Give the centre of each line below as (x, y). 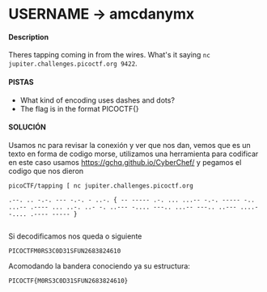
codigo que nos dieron (46, 171)
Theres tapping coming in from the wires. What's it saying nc (109, 55)
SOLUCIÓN (27, 127)
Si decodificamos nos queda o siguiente (75, 236)
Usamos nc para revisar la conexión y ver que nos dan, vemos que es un (129, 145)
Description (29, 36)
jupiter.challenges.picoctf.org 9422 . (73, 63)
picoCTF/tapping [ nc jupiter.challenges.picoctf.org (101, 186)
